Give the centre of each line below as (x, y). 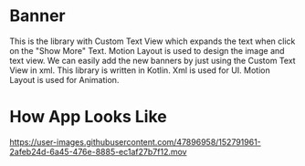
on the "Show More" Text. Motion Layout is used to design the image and (147, 50)
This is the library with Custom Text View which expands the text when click (152, 41)
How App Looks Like (88, 117)
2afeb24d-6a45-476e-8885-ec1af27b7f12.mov (98, 151)
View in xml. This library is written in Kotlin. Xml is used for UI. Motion (140, 70)
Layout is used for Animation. (64, 79)
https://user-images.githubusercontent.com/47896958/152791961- (136, 141)
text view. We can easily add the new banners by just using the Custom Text (152, 60)
